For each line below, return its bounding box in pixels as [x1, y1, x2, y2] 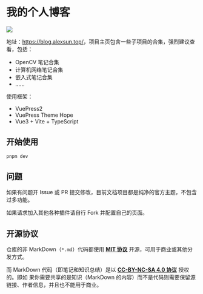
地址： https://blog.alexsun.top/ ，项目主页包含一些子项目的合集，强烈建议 [6, 38, 190, 45]
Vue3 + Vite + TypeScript [15, 117, 79, 125]
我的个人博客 [6, 5, 71, 19]
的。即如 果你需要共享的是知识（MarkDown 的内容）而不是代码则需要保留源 [6, 273, 196, 281]
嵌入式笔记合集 [15, 73, 53, 80]
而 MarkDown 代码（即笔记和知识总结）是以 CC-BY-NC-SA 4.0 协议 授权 [6, 266, 190, 273]
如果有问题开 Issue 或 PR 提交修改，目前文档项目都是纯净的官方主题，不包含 [6, 189, 197, 196]
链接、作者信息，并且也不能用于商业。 [6, 281, 102, 289]
